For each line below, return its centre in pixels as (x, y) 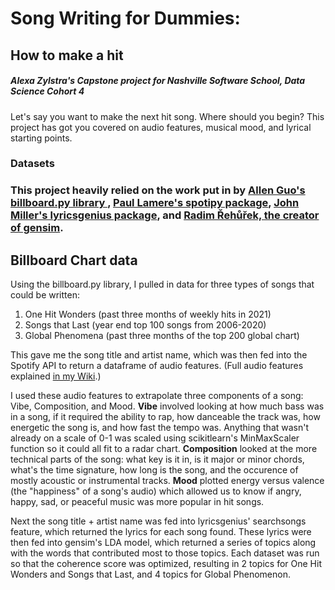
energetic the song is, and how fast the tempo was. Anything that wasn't (160, 428)
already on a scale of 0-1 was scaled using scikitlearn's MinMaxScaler (155, 438)
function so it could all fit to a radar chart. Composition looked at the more (164, 449)
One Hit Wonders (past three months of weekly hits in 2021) (148, 314)
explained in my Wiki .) (56, 376)
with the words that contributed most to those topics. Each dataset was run (165, 553)
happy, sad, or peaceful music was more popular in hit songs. (137, 502)
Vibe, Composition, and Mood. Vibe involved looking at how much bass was (167, 406)
